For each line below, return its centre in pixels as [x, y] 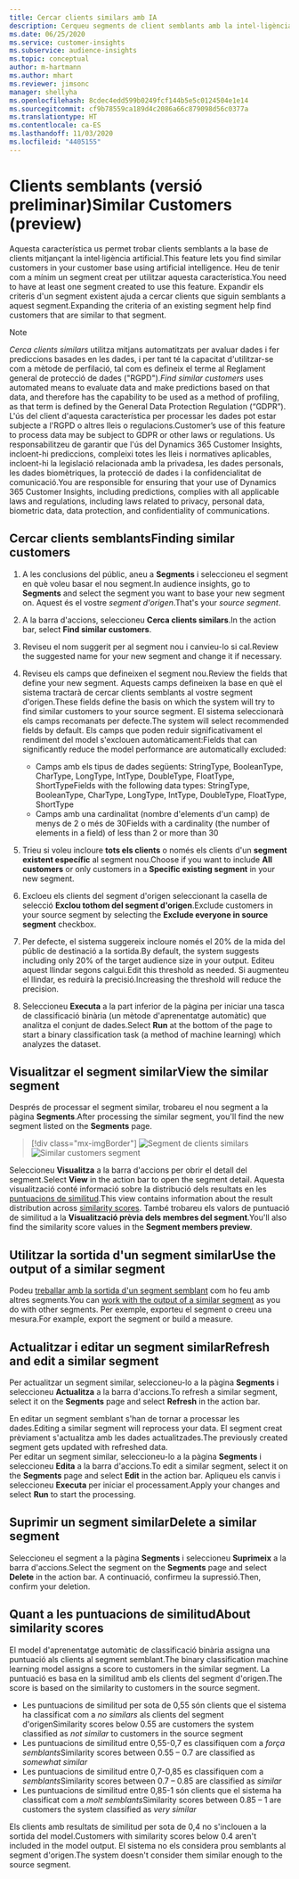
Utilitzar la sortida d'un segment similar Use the [142, 1255]
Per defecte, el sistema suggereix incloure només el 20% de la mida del [154, 941]
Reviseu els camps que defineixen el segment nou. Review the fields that [154, 673]
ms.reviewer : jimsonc [49, 84]
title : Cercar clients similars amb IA [83, 17]
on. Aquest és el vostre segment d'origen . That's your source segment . [151, 602]
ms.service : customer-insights [67, 42]
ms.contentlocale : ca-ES [55, 126]
